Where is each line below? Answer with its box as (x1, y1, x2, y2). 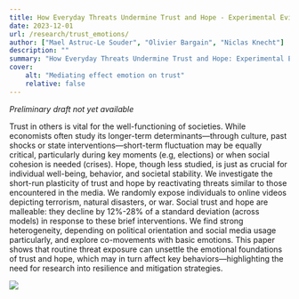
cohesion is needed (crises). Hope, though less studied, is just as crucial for (9, 158, 287, 169)
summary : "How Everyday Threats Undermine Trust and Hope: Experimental (9, 54, 285, 63)
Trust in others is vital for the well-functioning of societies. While (9, 121, 246, 132)
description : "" (9, 46, 69, 55)
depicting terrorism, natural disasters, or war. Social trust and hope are (9, 197, 269, 207)
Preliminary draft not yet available (9, 103, 134, 114)
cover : (9, 63, 34, 72)
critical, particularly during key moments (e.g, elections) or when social (9, 149, 270, 160)
